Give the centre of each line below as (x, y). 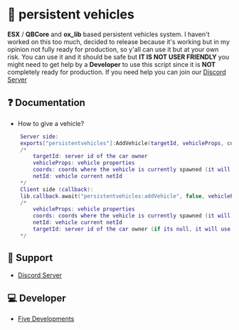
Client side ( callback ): (57, 189)
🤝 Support (30, 258)
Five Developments (46, 319)
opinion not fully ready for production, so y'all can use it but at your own (113, 49)
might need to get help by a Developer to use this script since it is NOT (111, 64)
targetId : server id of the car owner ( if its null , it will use (132, 229)
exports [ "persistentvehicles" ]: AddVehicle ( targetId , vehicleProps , (122, 143)
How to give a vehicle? (51, 123)
